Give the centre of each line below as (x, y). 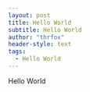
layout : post (29, 15)
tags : (17, 51)
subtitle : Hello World (45, 30)
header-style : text (40, 44)
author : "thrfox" (36, 37)
